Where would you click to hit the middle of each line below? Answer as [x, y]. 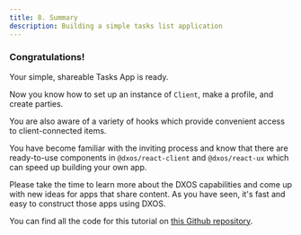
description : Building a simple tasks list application [116, 26]
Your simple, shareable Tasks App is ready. [89, 76]
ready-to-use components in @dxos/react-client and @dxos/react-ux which [149, 157]
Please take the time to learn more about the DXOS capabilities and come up [150, 184]
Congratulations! [47, 57]
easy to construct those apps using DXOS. [88, 204]
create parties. [36, 103]
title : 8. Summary [44, 17]
